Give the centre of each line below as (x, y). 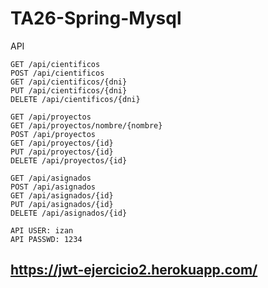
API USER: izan (42, 230)
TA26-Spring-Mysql (96, 18)
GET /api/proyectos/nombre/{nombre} (86, 125)
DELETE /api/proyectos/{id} (69, 160)
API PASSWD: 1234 (46, 239)
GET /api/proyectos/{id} (62, 143)
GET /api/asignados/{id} (62, 195)
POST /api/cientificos (57, 73)
